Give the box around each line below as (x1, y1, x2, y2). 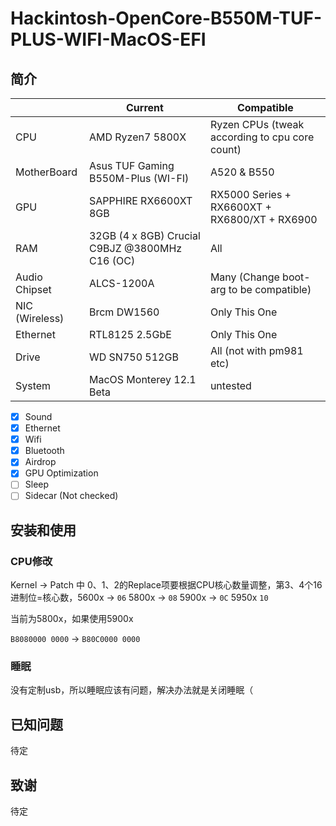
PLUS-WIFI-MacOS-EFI (10, 28, 207, 51)
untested (209, 379, 252, 392)
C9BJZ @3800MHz (88, 242, 183, 255)
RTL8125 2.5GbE (88, 328, 172, 341)
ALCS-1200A (88, 277, 155, 290)
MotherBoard (15, 165, 78, 179)
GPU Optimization (24, 467, 99, 479)
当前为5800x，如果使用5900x (10, 613, 134, 625)
